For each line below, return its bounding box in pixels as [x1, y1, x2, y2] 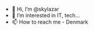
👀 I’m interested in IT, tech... [11, 12, 80, 19]
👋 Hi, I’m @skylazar [11, 6, 59, 12]
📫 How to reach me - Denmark [11, 18, 89, 25]
